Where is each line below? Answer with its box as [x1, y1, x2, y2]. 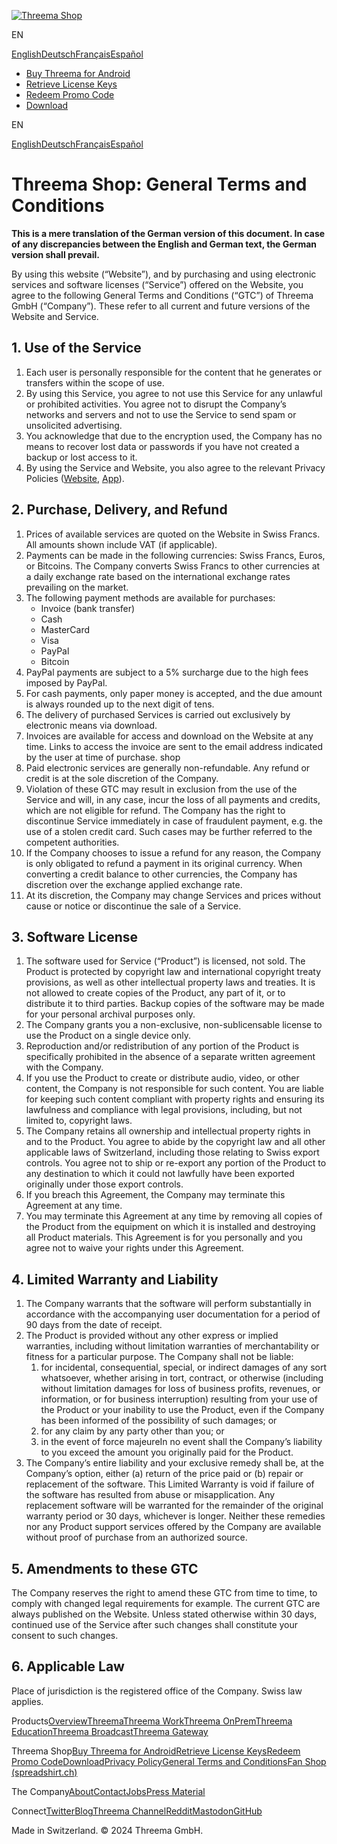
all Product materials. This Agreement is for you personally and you [25, 1231, 303, 1244]
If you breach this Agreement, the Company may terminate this [25, 1189, 286, 1201]
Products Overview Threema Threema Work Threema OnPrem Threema [11, 1715, 293, 1727]
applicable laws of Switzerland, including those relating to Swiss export [25, 1146, 320, 1159]
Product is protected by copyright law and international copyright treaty [25, 966, 322, 978]
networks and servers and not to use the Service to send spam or [25, 408, 297, 420]
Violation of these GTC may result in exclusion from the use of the [25, 783, 298, 795]
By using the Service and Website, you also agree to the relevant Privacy [25, 461, 326, 474]
